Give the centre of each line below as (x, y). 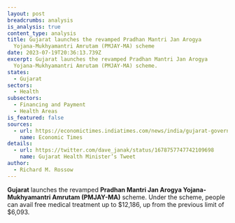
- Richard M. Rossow (43, 170)
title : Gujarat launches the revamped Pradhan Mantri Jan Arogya (104, 40)
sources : (20, 124)
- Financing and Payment (50, 105)
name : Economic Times (51, 137)
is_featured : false (36, 117)
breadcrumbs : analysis (40, 20)
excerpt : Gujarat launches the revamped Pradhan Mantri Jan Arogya (108, 59)
